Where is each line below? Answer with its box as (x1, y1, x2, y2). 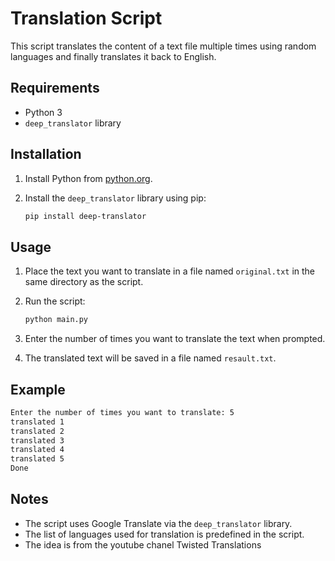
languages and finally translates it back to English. (10, 50, 217, 62)
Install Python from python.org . (24, 172, 153, 184)
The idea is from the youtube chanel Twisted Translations (24, 538, 262, 551)
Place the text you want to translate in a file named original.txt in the (24, 265, 316, 277)
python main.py (24, 315, 89, 325)
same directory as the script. (24, 276, 144, 288)
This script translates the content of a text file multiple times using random (10, 40, 317, 52)
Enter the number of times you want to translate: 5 (10, 407, 235, 417)
